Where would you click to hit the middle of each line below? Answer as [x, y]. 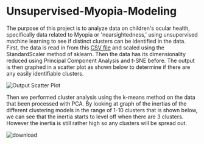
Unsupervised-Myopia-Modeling [92, 11]
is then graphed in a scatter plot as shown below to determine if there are [98, 67]
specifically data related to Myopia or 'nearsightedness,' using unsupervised [102, 34]
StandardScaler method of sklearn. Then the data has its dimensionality [96, 54]
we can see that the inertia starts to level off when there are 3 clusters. [95, 117]
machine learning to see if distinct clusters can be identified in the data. [96, 41]
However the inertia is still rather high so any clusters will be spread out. [97, 123]
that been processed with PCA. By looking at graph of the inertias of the [97, 103]
